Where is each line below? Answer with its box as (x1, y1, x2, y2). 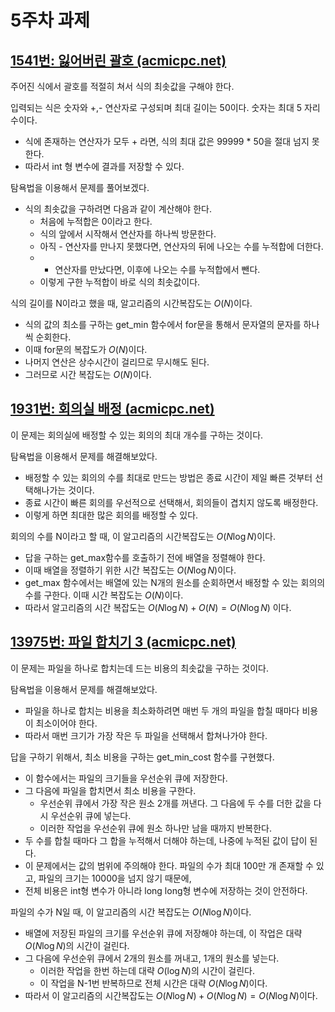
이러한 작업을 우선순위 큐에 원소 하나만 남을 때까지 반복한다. (39, 822, 273, 834)
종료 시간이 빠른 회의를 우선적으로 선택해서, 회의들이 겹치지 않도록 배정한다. (24, 496, 319, 508)
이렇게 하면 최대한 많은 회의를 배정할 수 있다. (24, 509, 199, 521)
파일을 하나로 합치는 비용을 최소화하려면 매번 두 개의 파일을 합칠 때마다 (24, 704, 300, 716)
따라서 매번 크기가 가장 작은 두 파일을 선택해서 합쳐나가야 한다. (24, 729, 268, 741)
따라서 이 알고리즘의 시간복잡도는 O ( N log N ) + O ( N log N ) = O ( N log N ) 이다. (24, 989, 318, 1001)
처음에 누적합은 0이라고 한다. (39, 216, 153, 227)
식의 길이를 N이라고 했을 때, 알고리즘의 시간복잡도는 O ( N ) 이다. (10, 297, 253, 309)
